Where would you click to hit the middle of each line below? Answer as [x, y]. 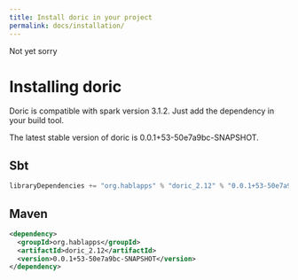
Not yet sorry [33, 51]
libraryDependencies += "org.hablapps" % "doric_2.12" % [117, 186]
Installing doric [66, 86]
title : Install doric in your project [81, 17]
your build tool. [37, 121]
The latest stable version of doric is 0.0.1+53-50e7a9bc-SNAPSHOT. [134, 137]
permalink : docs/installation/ [67, 26]
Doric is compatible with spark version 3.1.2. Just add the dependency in [142, 111]
